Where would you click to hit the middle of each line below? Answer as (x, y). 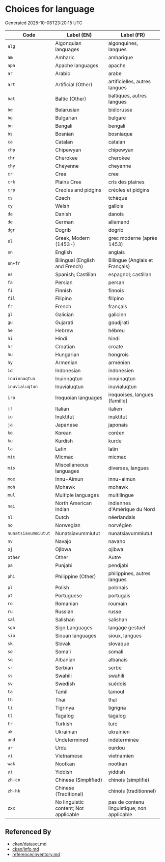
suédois (117, 683)
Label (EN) (80, 35)
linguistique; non (127, 808)
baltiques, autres (128, 96)
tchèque (118, 198)
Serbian (64, 668)
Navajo (63, 541)
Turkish (64, 723)
